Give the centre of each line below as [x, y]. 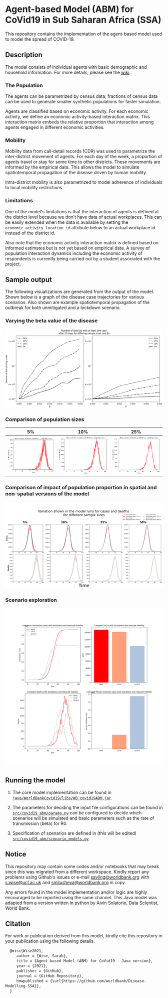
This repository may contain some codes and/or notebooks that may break [82, 866]
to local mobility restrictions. [34, 188]
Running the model [35, 780]
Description [24, 55]
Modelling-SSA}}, [23, 986]
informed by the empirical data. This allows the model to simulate [72, 167]
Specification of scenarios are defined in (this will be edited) [74, 833]
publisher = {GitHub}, [40, 971]
